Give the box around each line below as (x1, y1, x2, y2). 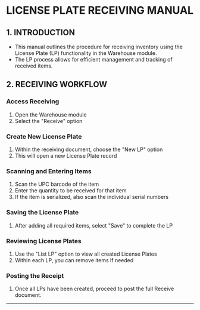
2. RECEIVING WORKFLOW (6, 79, 108, 90)
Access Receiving (6, 97, 60, 106)
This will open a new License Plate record (14, 152, 117, 159)
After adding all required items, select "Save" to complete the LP (14, 222, 173, 229)
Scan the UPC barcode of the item (14, 180, 99, 188)
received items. (14, 62, 53, 69)
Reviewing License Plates (6, 237, 82, 245)
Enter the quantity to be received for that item (14, 187, 127, 194)
